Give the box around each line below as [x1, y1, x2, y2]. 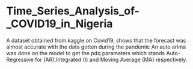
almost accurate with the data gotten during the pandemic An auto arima [6, 43, 186, 50]
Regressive [6, 56, 34, 63]
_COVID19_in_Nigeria [6, 17, 113, 31]
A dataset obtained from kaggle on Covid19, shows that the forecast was [6, 37, 186, 44]
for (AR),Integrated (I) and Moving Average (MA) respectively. [35, 56, 188, 63]
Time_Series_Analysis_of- [6, 4, 140, 18]
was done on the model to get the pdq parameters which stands [6, 49, 165, 56]
